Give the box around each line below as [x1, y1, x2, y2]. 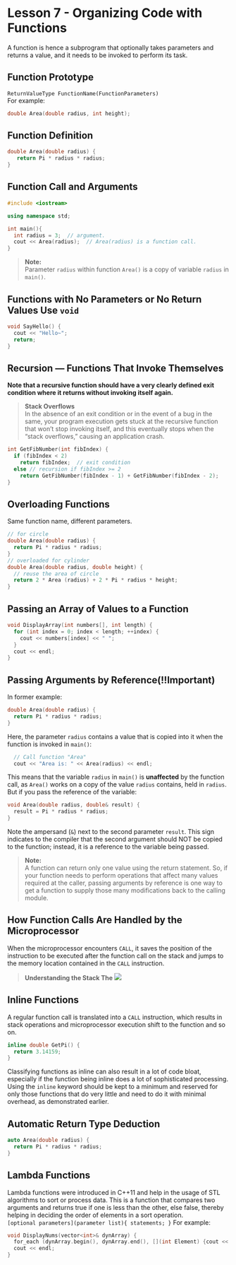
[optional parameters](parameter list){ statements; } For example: [7, 1218, 211, 1227]
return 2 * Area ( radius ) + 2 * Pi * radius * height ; [13, 577, 178, 584]
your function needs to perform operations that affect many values [24, 871, 218, 880]
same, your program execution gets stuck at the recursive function [24, 417, 218, 425]
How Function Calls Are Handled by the [7, 914, 182, 926]
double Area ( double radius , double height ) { [7, 563, 143, 570]
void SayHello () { [7, 323, 61, 330]
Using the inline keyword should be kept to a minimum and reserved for [7, 1083, 218, 1091]
